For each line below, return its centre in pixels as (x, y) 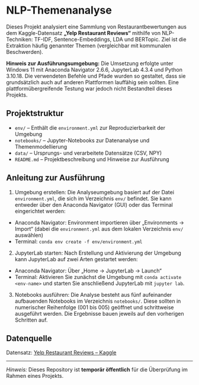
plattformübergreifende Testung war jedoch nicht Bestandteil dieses (89, 88)
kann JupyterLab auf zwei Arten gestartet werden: (76, 259)
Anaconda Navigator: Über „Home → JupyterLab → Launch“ (88, 271)
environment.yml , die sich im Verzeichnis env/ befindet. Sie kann (93, 198)
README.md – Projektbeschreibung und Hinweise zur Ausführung (92, 159)
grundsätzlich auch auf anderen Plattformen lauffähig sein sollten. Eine (92, 82)
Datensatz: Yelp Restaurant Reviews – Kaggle (61, 352)
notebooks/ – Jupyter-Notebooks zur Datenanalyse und (82, 140)
